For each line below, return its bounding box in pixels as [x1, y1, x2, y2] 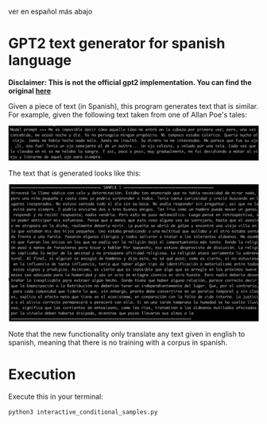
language [8, 52, 72, 70]
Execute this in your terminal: [8, 391, 103, 401]
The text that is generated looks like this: [8, 168, 141, 178]
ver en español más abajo [8, 7, 93, 16]
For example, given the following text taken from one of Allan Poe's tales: [8, 110, 248, 119]
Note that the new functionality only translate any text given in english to [8, 329, 246, 338]
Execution [8, 365, 76, 384]
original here [8, 86, 52, 95]
